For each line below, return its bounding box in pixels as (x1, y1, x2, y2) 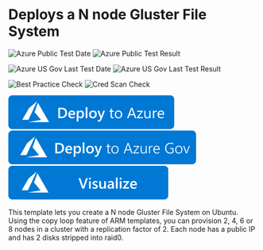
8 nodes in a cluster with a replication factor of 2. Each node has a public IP (8, 224, 256, 233)
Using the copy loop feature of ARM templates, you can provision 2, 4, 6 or (8, 216, 253, 225)
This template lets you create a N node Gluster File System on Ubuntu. (8, 207, 238, 217)
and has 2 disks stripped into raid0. (8, 233, 124, 242)
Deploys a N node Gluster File (8, 6, 207, 24)
